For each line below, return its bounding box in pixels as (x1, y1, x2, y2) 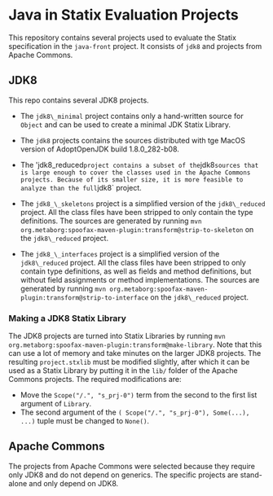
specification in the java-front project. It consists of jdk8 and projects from (8, 41, 262, 50)
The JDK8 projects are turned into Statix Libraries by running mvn (8, 331, 226, 341)
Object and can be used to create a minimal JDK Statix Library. (20, 120, 231, 129)
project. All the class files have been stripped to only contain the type (20, 207, 253, 217)
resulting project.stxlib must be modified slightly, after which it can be (8, 357, 250, 367)
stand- (240, 470, 262, 480)
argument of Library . (20, 399, 92, 409)
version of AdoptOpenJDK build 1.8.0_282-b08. (20, 144, 179, 154)
